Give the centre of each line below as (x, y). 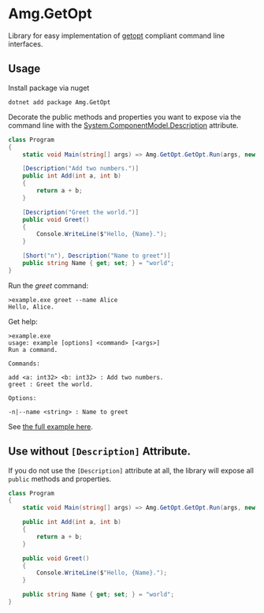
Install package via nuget (49, 88)
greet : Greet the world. (50, 384)
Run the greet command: (48, 286)
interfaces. (26, 43)
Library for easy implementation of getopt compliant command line (117, 36)
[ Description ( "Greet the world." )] (81, 212)
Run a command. (33, 349)
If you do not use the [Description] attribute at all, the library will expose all (131, 470)
